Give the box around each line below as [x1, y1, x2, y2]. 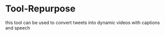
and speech [5, 24, 31, 30]
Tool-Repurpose [5, 3, 76, 14]
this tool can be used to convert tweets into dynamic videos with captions [5, 19, 160, 25]
